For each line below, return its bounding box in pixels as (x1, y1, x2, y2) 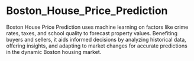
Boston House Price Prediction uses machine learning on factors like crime (6, 23, 189, 30)
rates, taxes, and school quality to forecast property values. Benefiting (6, 29, 177, 36)
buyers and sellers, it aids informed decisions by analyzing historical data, (6, 36, 186, 43)
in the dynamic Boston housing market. (6, 48, 102, 55)
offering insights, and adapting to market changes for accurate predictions (6, 42, 187, 49)
